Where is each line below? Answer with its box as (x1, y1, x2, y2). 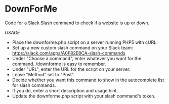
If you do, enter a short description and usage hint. (12, 87, 118, 93)
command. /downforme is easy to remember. (12, 61, 106, 67)
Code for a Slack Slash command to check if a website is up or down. (5, 20, 150, 26)
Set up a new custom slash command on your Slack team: (12, 44, 133, 50)
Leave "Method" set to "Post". (12, 71, 75, 77)
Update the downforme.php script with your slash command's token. (12, 93, 156, 99)
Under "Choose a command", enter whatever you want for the (12, 55, 142, 61)
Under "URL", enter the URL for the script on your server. (12, 66, 131, 72)
